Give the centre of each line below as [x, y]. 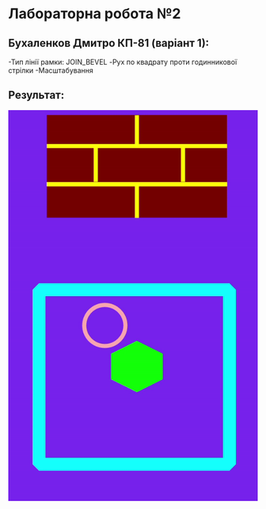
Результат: [36, 95]
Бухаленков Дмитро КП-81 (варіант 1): [109, 43]
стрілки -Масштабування [51, 70]
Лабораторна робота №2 [95, 14]
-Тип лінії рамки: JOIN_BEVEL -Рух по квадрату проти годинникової [123, 62]
